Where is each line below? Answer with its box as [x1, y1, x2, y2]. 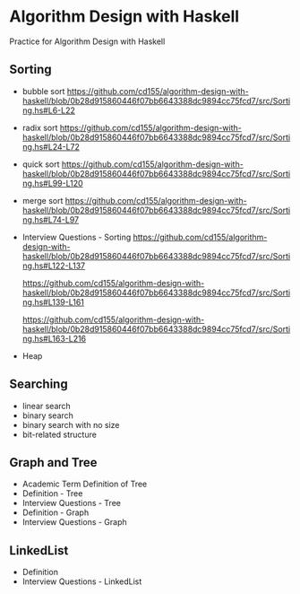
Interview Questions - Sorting [21, 231, 132, 242]
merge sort [21, 195, 64, 205]
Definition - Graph [21, 507, 90, 518]
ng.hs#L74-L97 [21, 214, 79, 225]
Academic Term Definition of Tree [21, 478, 148, 490]
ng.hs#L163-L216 [21, 333, 87, 344]
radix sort [21, 122, 58, 133]
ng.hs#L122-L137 [21, 260, 86, 271]
